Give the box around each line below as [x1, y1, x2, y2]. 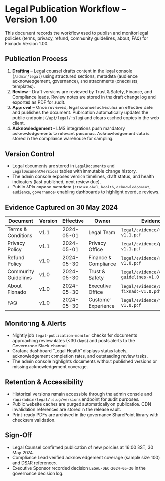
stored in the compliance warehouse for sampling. [12, 135, 114, 141]
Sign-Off [5, 431, 32, 440]
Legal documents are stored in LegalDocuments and [12, 163, 115, 169]
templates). [12, 83, 35, 89]
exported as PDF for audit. [12, 99, 66, 105]
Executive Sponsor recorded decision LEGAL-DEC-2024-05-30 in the [12, 465, 146, 471]
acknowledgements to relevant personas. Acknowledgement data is [12, 130, 150, 136]
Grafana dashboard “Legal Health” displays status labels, [12, 348, 128, 354]
